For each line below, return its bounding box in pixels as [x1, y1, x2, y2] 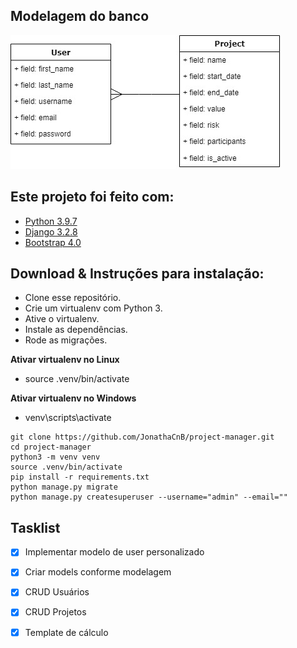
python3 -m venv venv [10, 452, 101, 463]
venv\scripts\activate [24, 412, 112, 424]
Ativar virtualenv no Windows [10, 392, 137, 404]
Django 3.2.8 [24, 225, 78, 238]
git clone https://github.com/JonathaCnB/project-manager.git [10, 432, 275, 443]
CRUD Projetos [24, 606, 87, 618]
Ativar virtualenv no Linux [10, 354, 120, 366]
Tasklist [10, 519, 61, 536]
